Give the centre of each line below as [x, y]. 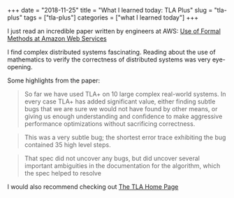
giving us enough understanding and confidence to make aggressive [123, 116]
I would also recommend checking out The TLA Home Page [93, 187]
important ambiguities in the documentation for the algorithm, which [122, 166]
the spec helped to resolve [63, 173]
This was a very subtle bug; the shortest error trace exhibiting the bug [125, 137]
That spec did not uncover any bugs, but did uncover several [112, 158]
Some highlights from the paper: [54, 80]
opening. [20, 67]
